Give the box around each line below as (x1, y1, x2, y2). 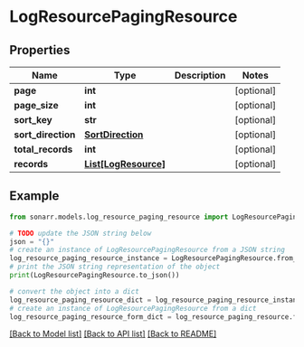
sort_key (14, 114, 52, 126)
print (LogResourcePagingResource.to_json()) (9, 271, 180, 280)
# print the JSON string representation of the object (9, 262, 221, 272)
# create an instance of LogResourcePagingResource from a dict (9, 304, 257, 313)
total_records (14, 143, 73, 155)
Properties (9, 42, 71, 58)
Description (174, 70, 226, 81)
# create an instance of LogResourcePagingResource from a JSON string (9, 246, 285, 255)
